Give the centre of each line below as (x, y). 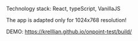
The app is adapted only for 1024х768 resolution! (66, 20)
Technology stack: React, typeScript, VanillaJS (63, 9)
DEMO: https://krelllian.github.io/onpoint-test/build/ (69, 31)
